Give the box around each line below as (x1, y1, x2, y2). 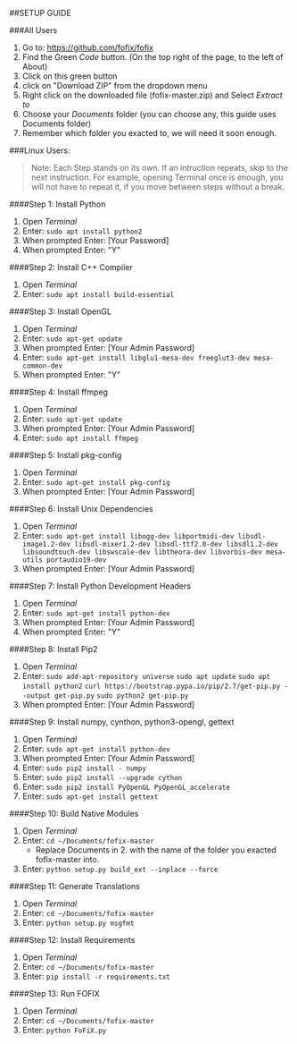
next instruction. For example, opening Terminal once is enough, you (30, 172, 284, 182)
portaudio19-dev (45, 556, 107, 564)
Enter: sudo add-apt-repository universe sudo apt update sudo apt (21, 671, 270, 681)
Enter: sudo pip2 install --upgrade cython (21, 772, 183, 782)
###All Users (9, 25, 58, 35)
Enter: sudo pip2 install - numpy (21, 762, 147, 773)
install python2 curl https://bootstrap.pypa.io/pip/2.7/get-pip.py (21, 682, 281, 691)
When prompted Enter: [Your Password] (21, 235, 169, 245)
